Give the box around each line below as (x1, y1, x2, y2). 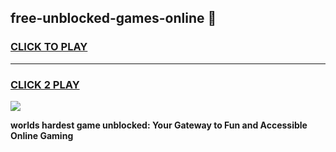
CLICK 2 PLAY (10, 77, 80, 91)
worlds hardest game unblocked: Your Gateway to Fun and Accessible (10, 119, 308, 131)
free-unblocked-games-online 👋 (10, 10, 217, 27)
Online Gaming (10, 129, 74, 141)
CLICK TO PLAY (10, 40, 88, 54)
